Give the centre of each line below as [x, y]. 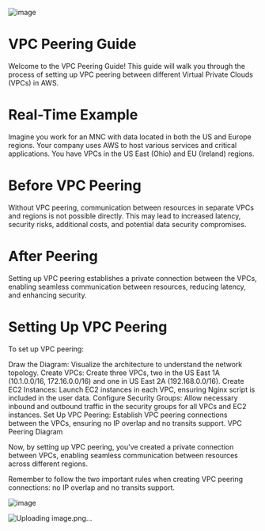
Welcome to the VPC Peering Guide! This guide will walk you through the [127, 66]
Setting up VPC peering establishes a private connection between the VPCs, [132, 278]
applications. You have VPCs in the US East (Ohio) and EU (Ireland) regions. [131, 154]
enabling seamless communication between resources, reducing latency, [127, 286]
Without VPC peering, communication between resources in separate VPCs [131, 207]
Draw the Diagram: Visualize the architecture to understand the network [125, 364]
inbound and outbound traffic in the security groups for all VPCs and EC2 [127, 406]
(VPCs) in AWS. [34, 82]
